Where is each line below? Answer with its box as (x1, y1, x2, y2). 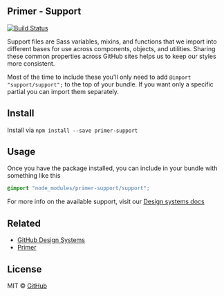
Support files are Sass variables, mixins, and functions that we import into (7, 37, 217, 46)
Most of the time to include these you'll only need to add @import (7, 73, 192, 81)
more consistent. (7, 59, 55, 68)
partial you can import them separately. (7, 87, 120, 95)
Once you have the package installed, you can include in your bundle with (7, 164, 218, 172)
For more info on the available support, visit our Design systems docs (7, 197, 205, 206)
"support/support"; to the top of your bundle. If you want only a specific (7, 80, 214, 89)
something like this (7, 172, 61, 180)
